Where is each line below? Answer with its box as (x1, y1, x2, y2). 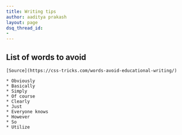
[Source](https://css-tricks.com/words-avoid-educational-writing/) (6, 67, 177, 73)
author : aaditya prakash (6, 14, 67, 20)
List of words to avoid (6, 52, 86, 62)
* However (6, 114, 31, 120)
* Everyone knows (6, 109, 49, 114)
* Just (6, 103, 22, 109)
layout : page (6, 19, 38, 25)
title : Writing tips (6, 8, 57, 15)
